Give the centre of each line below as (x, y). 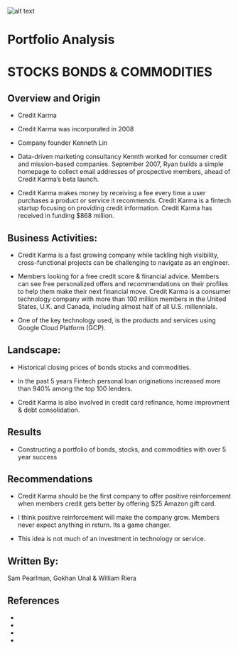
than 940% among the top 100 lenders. (75, 388)
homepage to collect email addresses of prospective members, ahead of (124, 172)
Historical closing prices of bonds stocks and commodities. (104, 367)
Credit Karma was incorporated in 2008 (76, 129)
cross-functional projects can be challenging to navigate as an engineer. (123, 262)
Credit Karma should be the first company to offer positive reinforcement (124, 496)
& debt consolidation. (49, 410)
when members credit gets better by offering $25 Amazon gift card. (117, 503)
